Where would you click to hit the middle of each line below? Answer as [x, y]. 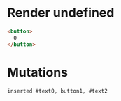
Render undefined [61, 13]
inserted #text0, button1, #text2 [58, 91]
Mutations [38, 72]
